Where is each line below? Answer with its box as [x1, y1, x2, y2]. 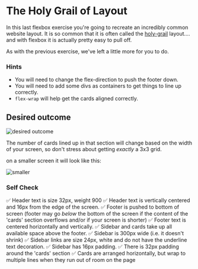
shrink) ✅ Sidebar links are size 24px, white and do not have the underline [6, 236, 187, 244]
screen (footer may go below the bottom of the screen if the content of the [6, 210, 189, 217]
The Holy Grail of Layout [6, 4, 127, 18]
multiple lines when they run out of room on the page [6, 257, 136, 264]
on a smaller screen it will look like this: [6, 157, 102, 164]
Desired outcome [6, 112, 71, 122]
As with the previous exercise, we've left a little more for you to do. [6, 47, 169, 55]
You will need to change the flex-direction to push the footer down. [14, 76, 179, 84]
